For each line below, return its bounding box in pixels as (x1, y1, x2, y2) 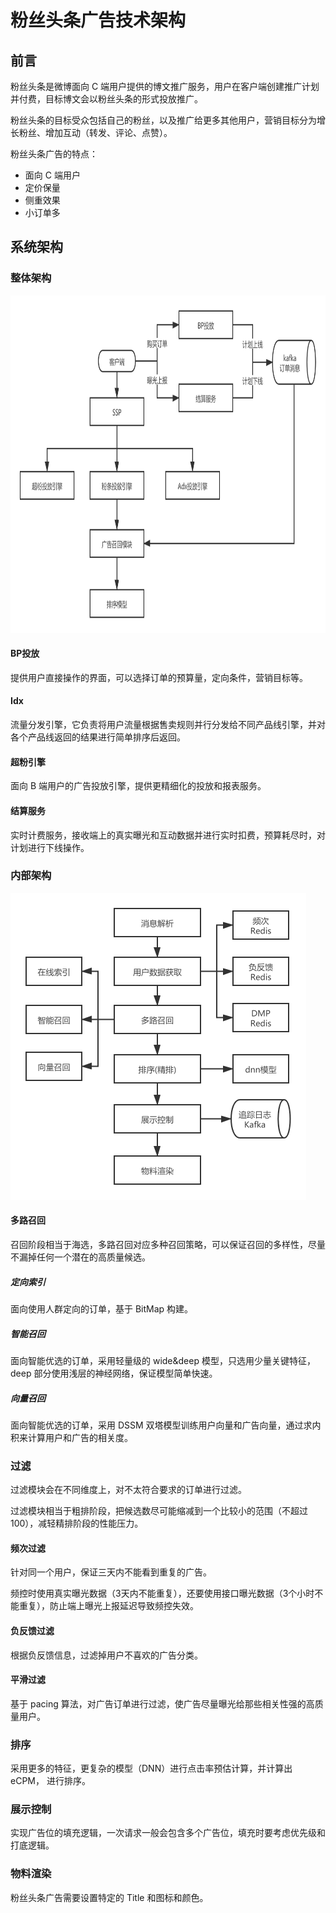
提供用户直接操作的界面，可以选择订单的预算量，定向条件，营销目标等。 (10, 671, 308, 683)
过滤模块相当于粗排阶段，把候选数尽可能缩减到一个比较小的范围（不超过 (10, 1505, 308, 1517)
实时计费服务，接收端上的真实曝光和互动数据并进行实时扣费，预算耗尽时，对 (10, 829, 326, 841)
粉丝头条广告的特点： (10, 148, 98, 160)
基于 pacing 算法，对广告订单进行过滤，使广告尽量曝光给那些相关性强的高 (10, 1697, 315, 1710)
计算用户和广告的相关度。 (27, 1431, 133, 1443)
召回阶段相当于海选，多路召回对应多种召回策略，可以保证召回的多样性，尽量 (10, 1239, 326, 1250)
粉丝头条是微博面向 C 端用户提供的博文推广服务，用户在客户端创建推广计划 (10, 81, 320, 92)
